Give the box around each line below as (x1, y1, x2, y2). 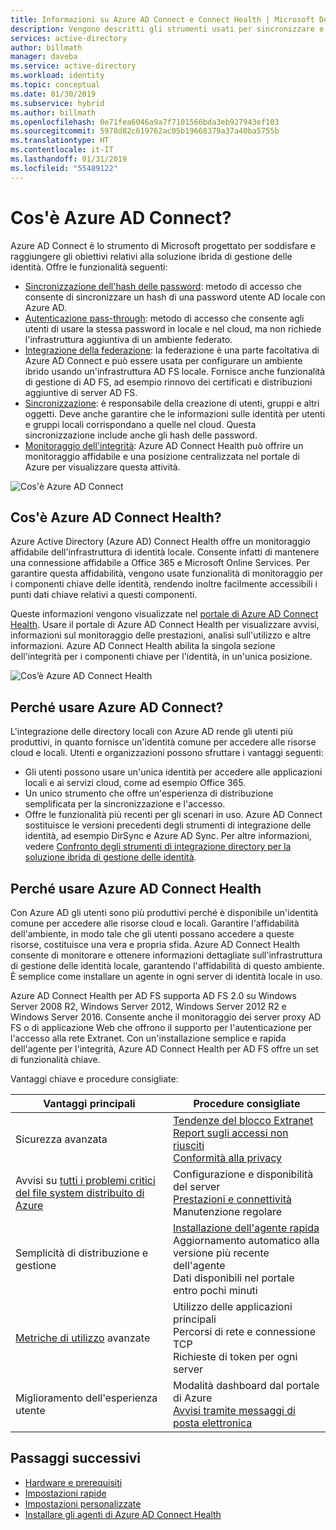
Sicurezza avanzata (15, 1132, 108, 1146)
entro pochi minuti (172, 1284, 258, 1297)
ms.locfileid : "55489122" (10, 163, 118, 173)
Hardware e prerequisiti (24, 1476, 123, 1488)
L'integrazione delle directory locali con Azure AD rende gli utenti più (10, 726, 293, 738)
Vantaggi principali (43, 1097, 136, 1110)
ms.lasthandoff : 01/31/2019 (10, 154, 128, 164)
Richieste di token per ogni (172, 1350, 298, 1363)
